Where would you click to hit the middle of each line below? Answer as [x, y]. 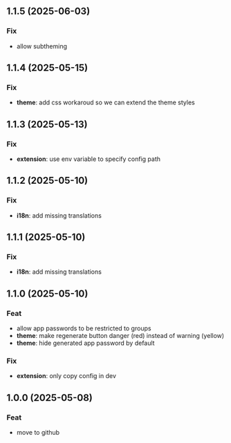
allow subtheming [41, 46]
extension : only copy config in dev [66, 376]
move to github [38, 433]
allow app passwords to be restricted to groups [84, 328]
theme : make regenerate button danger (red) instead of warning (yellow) [120, 336]
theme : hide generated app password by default [85, 343]
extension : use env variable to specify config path [88, 159]
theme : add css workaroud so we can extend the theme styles [105, 102]
